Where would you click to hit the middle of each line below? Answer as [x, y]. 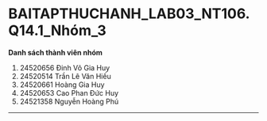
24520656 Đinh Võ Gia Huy [65, 67]
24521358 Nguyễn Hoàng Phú [69, 101]
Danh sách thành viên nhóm [56, 52]
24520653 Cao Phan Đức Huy [69, 93]
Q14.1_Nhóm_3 [58, 30]
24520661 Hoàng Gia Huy [62, 85]
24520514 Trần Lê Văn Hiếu [65, 76]
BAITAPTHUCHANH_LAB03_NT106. [129, 14]
